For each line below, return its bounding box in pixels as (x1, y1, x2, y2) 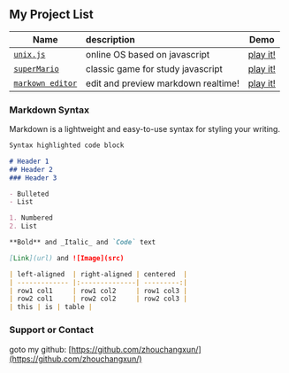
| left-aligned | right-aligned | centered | (9, 269, 188, 278)
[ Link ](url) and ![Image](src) (9, 253, 125, 262)
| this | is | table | (9, 303, 93, 312)
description (85, 33, 135, 45)
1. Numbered (9, 214, 53, 222)
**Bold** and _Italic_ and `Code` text (9, 238, 156, 247)
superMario (13, 64, 59, 74)
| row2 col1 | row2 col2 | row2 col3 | (9, 294, 188, 304)
